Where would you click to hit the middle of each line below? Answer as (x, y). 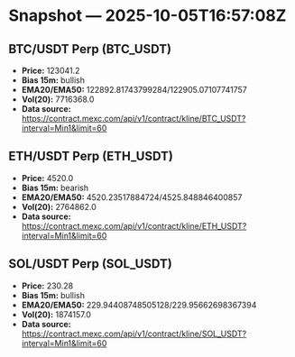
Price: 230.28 (47, 286)
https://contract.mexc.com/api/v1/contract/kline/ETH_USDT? (134, 225)
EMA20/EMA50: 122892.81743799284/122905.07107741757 (134, 90)
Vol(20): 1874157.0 (56, 314)
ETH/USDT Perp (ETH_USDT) (91, 156)
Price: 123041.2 (51, 70)
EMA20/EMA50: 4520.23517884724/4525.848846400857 (132, 197)
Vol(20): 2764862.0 (59, 206)
